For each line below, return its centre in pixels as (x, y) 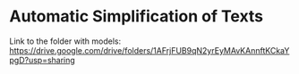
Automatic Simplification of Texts (137, 16)
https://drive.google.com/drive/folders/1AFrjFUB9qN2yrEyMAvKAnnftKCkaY (149, 50)
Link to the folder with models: (65, 41)
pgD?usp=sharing (43, 60)
